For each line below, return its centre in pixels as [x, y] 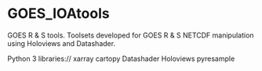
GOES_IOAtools [59, 14]
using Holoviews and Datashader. [61, 43]
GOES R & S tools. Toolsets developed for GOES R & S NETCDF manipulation [131, 35]
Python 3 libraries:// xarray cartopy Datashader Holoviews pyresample [121, 59]
